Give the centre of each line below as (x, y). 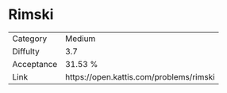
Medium (80, 39)
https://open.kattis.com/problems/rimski (140, 76)
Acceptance (35, 64)
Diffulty (26, 51)
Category (30, 39)
